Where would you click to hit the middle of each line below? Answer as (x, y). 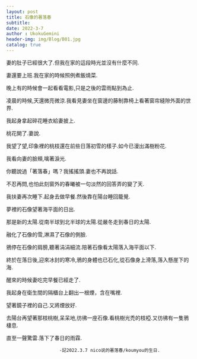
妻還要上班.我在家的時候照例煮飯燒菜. (52, 75)
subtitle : (18, 23)
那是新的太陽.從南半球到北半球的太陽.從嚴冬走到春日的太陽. (79, 221)
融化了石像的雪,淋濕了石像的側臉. (47, 234)
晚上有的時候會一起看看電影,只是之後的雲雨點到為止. (70, 88)
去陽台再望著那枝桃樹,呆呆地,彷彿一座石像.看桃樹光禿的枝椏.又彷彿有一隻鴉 (98, 318)
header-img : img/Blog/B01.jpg (44, 39)
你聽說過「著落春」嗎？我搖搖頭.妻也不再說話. (62, 171)
